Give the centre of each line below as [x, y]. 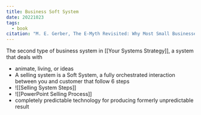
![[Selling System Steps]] [45, 88]
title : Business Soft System [42, 12]
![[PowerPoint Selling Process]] [53, 94]
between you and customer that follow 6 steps [72, 82]
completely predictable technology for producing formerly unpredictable [104, 100]
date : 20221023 [25, 17]
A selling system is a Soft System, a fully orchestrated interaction [95, 75]
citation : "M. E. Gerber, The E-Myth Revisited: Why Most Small [88, 34]
